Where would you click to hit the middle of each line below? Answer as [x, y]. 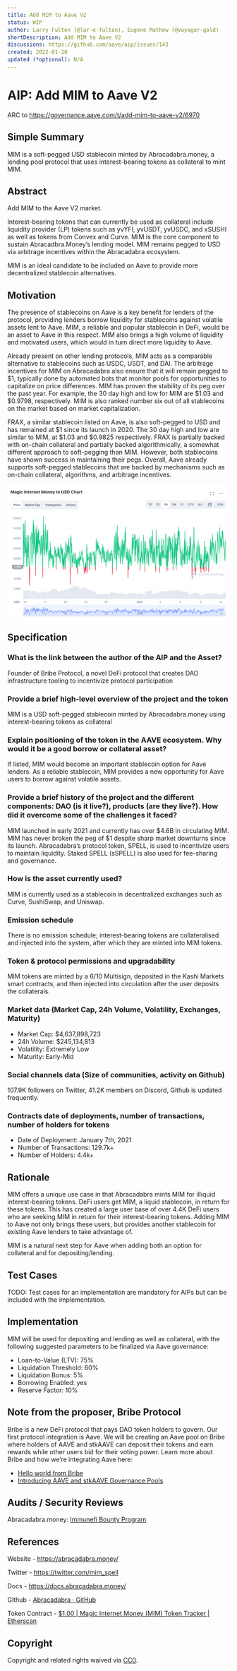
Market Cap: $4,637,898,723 [59, 1034]
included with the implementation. [56, 1300]
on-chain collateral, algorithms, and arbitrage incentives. [90, 475]
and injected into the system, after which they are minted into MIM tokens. [115, 943]
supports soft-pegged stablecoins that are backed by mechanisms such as [116, 467]
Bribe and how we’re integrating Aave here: [70, 1459]
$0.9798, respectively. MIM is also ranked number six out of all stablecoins [116, 401]
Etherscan [22, 1621]
